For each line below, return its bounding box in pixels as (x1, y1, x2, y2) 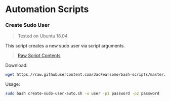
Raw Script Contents (17, 53, 61, 59)
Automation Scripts (5, 4, 89, 15)
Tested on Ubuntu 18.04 (17, 33, 68, 39)
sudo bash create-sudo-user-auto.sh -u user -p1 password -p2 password (5, 91, 159, 96)
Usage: (5, 81, 20, 87)
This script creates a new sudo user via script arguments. (5, 43, 125, 49)
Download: (5, 62, 28, 69)
